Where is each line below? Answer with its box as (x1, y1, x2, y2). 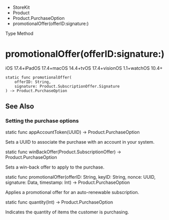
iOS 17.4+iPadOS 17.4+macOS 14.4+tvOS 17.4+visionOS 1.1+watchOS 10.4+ (5, 65, 163, 71)
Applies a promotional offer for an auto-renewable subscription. (5, 189, 139, 195)
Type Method (5, 31, 34, 36)
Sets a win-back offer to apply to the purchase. (5, 164, 105, 170)
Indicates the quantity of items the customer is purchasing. (5, 209, 129, 215)
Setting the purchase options (5, 117, 79, 124)
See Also (5, 102, 34, 111)
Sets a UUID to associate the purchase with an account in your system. (5, 139, 155, 145)
